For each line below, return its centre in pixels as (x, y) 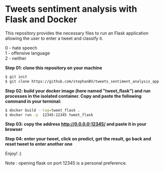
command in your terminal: (33, 101)
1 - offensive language (27, 53)
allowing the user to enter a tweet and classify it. (54, 38)
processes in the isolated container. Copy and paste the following (73, 96)
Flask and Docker (41, 19)
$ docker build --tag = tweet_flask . (42, 110)
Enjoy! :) (14, 154)
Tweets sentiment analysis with (71, 9)
